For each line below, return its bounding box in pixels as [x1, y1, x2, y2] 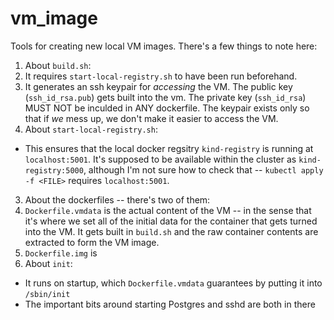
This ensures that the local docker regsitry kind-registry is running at [24, 142, 314, 154]
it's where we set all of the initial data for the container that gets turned [24, 215, 318, 227]
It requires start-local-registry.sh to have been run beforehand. [24, 70, 298, 82]
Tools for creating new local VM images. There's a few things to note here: [10, 40, 318, 52]
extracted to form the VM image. [24, 236, 160, 248]
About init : [24, 257, 73, 269]
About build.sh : [24, 59, 92, 71]
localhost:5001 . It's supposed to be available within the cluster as [24, 153, 297, 165]
